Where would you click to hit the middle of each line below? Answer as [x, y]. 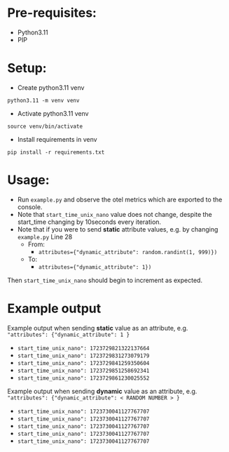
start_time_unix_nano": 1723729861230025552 [83, 378]
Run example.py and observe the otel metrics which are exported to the [120, 199]
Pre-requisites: [52, 13]
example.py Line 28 [45, 237]
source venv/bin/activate [45, 126]
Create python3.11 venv [51, 87]
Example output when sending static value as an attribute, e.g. [98, 328]
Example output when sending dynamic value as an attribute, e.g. [102, 391]
